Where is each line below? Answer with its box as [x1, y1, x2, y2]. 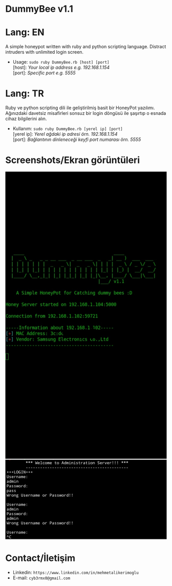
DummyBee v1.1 [5, 3, 73, 15]
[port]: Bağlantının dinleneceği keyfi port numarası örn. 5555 [12, 136, 141, 143]
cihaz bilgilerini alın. [5, 116, 47, 122]
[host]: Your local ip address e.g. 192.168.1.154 [12, 65, 110, 71]
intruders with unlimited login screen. [5, 49, 83, 55]
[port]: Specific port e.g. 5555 [12, 70, 76, 76]
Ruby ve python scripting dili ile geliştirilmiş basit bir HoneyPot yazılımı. [5, 105, 155, 111]
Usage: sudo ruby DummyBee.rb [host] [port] [12, 59, 110, 65]
